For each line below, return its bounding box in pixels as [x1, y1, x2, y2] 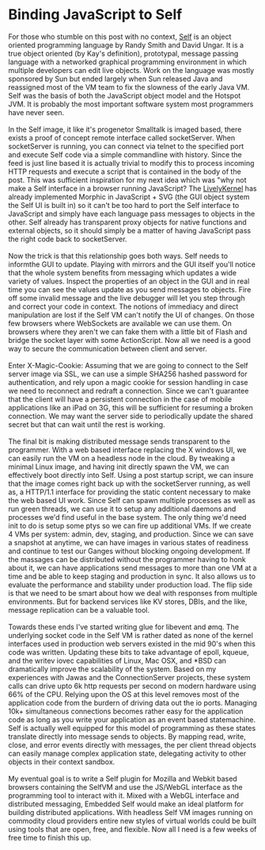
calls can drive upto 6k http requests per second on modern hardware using [8, 681, 257, 690]
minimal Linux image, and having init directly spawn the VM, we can [8, 462, 229, 471]
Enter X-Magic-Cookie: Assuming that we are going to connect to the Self [8, 360, 248, 370]
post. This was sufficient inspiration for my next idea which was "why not [8, 175, 247, 184]
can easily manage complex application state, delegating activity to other [8, 748, 247, 758]
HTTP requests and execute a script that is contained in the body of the [8, 167, 241, 176]
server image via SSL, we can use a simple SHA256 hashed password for [8, 369, 248, 379]
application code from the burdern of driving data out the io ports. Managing [8, 698, 257, 707]
